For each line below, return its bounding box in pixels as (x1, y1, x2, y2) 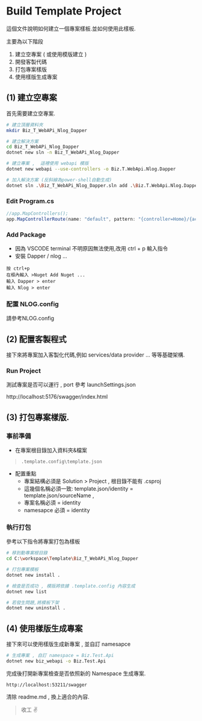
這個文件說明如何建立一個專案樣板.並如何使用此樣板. (6, 25, 136, 32)
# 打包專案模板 (6, 567, 39, 573)
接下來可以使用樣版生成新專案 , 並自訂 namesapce (6, 641, 131, 648)
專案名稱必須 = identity (23, 499, 81, 506)
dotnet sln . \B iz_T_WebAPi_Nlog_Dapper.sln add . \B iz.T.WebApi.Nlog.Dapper (6, 182, 200, 188)
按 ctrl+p (6, 265, 30, 272)
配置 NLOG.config (6, 300, 59, 308)
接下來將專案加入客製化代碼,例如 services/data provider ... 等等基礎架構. (6, 351, 185, 358)
